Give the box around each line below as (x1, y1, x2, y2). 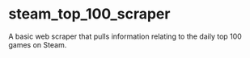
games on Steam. (8, 39, 67, 49)
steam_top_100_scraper (8, 5, 171, 23)
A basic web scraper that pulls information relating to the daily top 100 (8, 31, 243, 41)
